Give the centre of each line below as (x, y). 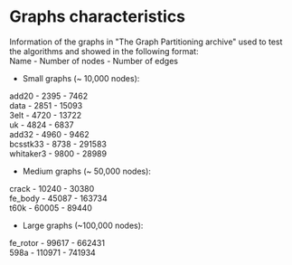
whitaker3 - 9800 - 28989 (58, 153)
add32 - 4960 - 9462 (50, 134)
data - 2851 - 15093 (46, 105)
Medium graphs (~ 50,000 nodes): (87, 171)
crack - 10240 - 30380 (52, 188)
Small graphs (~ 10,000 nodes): (81, 78)
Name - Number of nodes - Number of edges (94, 61)
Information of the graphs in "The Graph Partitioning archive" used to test (146, 42)
